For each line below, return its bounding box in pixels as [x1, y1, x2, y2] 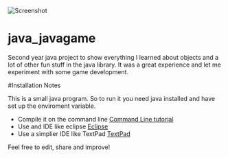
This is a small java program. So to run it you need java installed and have [8, 94, 216, 102]
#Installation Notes [8, 81, 61, 89]
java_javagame [8, 31, 96, 46]
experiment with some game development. [8, 67, 129, 76]
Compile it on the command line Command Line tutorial [17, 115, 174, 123]
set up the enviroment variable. [8, 102, 96, 110]
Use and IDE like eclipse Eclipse [17, 122, 109, 131]
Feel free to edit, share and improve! [8, 143, 111, 151]
